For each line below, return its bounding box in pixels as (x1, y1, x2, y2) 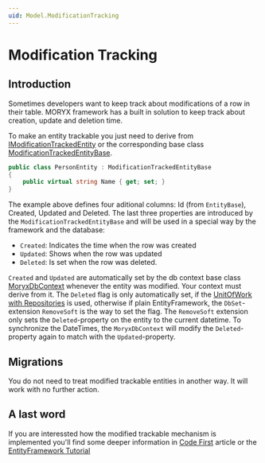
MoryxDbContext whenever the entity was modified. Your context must (8, 282, 242, 291)
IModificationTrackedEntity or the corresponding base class (8, 139, 205, 149)
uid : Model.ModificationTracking (8, 11, 119, 20)
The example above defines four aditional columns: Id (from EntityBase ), (8, 200, 247, 209)
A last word (8, 407, 66, 422)
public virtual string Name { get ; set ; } (22, 178, 166, 186)
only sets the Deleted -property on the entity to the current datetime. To (8, 315, 241, 325)
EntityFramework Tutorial (8, 445, 91, 455)
